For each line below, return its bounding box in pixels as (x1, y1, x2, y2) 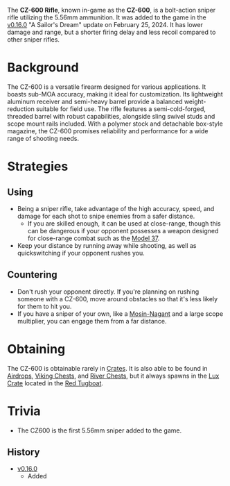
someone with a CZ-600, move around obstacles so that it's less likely (17, 294, 218, 303)
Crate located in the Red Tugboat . (7, 378, 104, 387)
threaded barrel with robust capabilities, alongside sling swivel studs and (7, 112, 215, 120)
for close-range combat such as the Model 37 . (27, 234, 160, 242)
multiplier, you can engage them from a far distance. (17, 317, 167, 325)
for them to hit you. (17, 302, 72, 310)
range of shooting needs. (7, 134, 80, 142)
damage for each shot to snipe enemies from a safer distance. (17, 212, 195, 220)
